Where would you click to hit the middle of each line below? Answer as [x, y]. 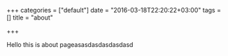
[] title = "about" [30, 17]
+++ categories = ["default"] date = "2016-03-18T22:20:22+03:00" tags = [114, 10]
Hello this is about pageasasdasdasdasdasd [70, 44]
